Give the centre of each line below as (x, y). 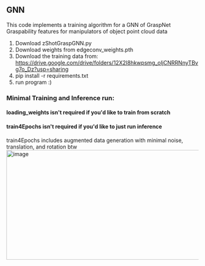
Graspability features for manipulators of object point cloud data (87, 31)
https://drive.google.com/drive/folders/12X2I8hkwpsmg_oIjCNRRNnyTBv (106, 62)
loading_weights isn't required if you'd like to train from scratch (88, 113)
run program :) (33, 82)
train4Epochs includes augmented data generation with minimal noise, (95, 140)
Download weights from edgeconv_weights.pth (74, 50)
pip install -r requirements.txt (52, 75)
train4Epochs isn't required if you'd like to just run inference (84, 126)
